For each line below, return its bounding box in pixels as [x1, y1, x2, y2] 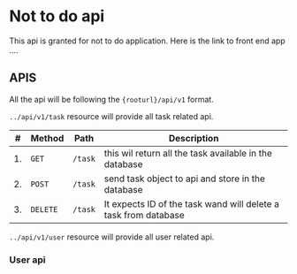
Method [30, 132, 65, 144]
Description [168, 132, 219, 144]
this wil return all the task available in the [103, 147, 272, 159]
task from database [103, 209, 185, 221]
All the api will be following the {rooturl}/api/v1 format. [9, 94, 214, 104]
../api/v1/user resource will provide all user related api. [9, 232, 215, 242]
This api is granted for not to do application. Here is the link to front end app [9, 35, 286, 46]
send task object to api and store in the [103, 172, 265, 185]
